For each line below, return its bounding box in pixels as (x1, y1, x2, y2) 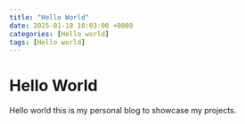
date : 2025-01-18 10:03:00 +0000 (9, 21, 134, 30)
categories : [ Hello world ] (9, 29, 110, 38)
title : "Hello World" (9, 12, 90, 22)
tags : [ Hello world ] (9, 37, 86, 47)
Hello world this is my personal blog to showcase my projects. (9, 105, 237, 116)
